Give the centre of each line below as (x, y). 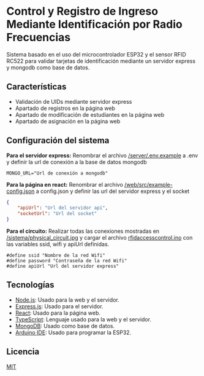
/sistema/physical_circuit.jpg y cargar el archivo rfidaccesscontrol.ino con (100, 238)
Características (36, 87)
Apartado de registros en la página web (65, 108)
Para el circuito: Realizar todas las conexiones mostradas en (83, 231)
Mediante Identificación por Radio (94, 24)
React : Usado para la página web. (58, 313)
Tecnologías (30, 285)
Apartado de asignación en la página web (68, 121)
